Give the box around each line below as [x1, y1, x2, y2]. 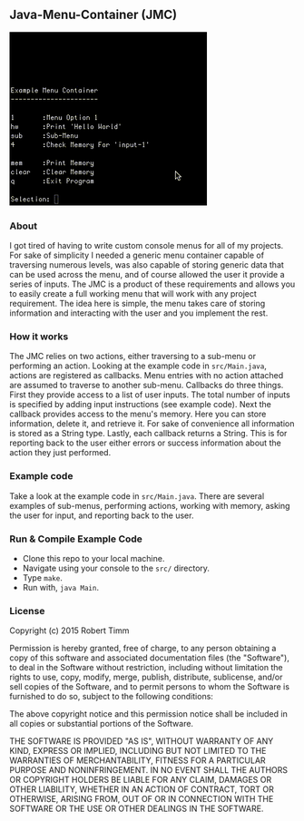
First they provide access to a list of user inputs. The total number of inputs [9, 389, 290, 400]
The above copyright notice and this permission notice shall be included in [9, 709, 288, 719]
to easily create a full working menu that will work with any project [9, 288, 257, 299]
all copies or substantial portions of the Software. [9, 718, 193, 729]
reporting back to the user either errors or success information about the [9, 437, 281, 448]
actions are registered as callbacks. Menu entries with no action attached [9, 370, 284, 381]
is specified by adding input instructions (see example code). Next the [9, 399, 272, 410]
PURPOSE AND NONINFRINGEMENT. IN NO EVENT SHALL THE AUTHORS [9, 765, 289, 776]
